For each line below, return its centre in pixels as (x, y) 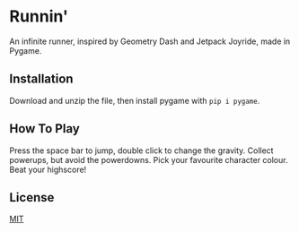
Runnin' (39, 17)
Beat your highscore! (48, 169)
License (32, 198)
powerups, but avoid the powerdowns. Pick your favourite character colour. (149, 159)
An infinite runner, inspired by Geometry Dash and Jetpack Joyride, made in (150, 41)
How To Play (45, 129)
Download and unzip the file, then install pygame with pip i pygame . (135, 100)
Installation (41, 79)
